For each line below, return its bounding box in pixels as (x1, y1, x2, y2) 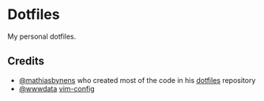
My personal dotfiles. (7, 32, 77, 41)
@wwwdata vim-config (18, 84, 96, 93)
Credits (7, 54, 45, 68)
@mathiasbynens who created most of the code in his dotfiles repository (18, 75, 256, 84)
